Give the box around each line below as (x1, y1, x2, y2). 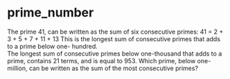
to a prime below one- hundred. (7, 42, 98, 50)
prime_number (7, 5, 94, 21)
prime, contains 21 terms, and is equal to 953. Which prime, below (7, 56, 196, 65)
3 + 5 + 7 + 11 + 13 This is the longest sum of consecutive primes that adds (7, 34, 220, 43)
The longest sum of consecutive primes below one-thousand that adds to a (7, 49, 222, 58)
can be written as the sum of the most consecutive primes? (28, 64, 199, 72)
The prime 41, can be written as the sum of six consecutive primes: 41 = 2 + (7, 27, 224, 36)
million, (7, 64, 28, 72)
